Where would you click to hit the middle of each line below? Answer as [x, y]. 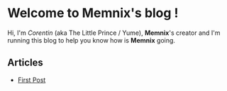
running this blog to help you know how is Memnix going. [92, 40]
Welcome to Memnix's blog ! [93, 13]
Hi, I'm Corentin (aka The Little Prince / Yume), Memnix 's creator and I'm [114, 33]
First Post [32, 80]
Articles [26, 63]
